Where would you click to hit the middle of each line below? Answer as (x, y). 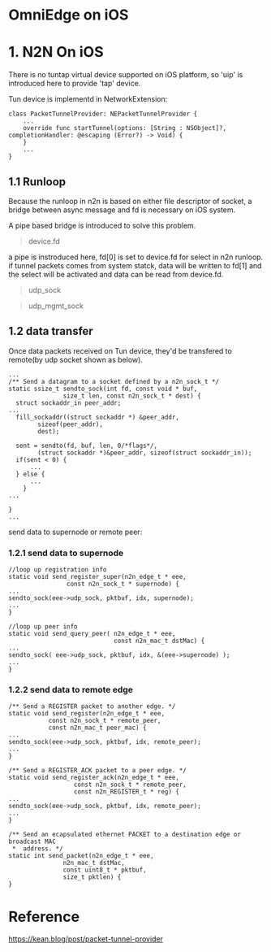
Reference (44, 917)
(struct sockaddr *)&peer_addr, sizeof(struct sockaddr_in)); (145, 453)
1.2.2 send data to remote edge (71, 689)
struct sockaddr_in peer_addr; (69, 403)
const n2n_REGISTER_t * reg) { (127, 792)
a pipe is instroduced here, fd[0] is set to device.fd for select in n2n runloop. (136, 257)
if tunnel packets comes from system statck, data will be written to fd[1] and (135, 265)
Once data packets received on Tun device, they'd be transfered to (120, 350)
